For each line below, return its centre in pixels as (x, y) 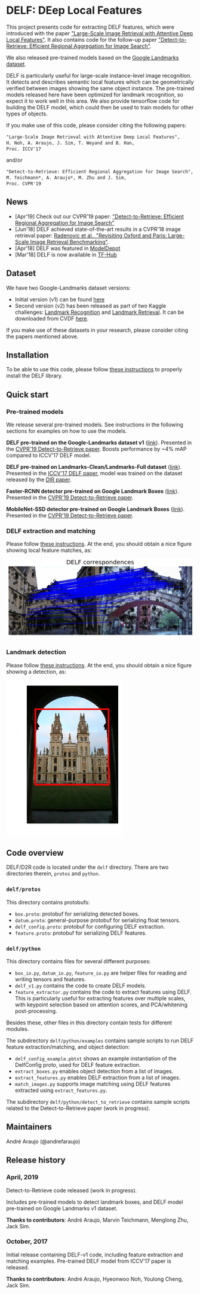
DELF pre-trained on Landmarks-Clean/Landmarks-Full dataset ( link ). (94, 467)
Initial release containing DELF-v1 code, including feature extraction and (95, 1255)
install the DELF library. (35, 376)
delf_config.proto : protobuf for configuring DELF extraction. (90, 926)
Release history (36, 1160)
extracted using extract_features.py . (61, 1090)
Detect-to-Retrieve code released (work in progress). (72, 1190)
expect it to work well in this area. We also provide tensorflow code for (93, 101)
